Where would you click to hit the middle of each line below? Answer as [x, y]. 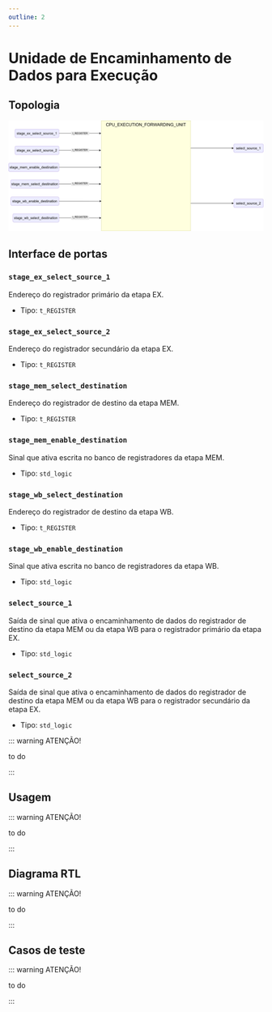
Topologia [34, 105]
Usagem [30, 798]
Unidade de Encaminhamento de [120, 58]
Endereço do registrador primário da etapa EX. [86, 294]
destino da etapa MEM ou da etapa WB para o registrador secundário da [130, 700]
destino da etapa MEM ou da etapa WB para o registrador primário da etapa [135, 629]
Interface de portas [58, 254]
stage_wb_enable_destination [66, 549]
